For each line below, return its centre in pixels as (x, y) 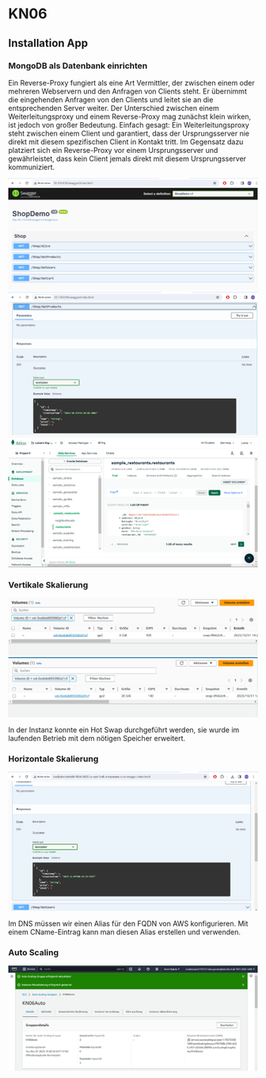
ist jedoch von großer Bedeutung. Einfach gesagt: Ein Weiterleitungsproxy (129, 124)
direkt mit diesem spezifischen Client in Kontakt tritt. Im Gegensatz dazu (126, 141)
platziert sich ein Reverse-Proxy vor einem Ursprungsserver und (113, 150)
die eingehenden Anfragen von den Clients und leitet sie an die (111, 99)
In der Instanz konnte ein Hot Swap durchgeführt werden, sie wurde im (124, 730)
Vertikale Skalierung (48, 585)
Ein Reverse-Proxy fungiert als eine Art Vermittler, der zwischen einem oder (131, 82)
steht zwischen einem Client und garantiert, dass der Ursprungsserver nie (129, 133)
